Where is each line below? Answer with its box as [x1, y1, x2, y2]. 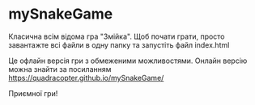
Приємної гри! [8, 88, 58, 98]
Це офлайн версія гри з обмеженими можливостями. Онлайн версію [8, 56, 248, 65]
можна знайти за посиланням [8, 64, 112, 73]
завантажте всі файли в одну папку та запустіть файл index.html [8, 40, 230, 49]
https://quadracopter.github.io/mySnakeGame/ [8, 73, 164, 82]
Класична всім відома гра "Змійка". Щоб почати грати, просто [8, 31, 225, 41]
